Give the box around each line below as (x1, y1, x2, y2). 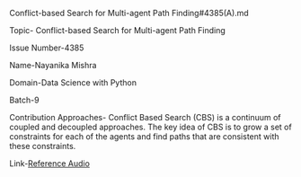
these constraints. (9, 141, 76, 151)
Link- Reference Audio (9, 158, 90, 169)
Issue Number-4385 (9, 42, 84, 53)
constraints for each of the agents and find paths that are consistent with (9, 131, 279, 142)
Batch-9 (9, 94, 40, 105)
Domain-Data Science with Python (9, 77, 137, 88)
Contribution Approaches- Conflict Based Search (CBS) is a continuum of (9, 112, 281, 122)
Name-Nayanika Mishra (9, 60, 97, 70)
